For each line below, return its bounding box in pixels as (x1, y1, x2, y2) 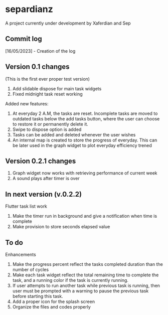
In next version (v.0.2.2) (5, 190, 82, 199)
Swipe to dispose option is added (12, 126, 82, 132)
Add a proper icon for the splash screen (12, 298, 95, 304)
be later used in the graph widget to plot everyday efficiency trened (12, 142, 152, 148)
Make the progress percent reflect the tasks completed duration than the (12, 261, 163, 267)
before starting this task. (12, 293, 64, 299)
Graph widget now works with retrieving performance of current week (12, 170, 157, 176)
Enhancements (5, 252, 36, 257)
